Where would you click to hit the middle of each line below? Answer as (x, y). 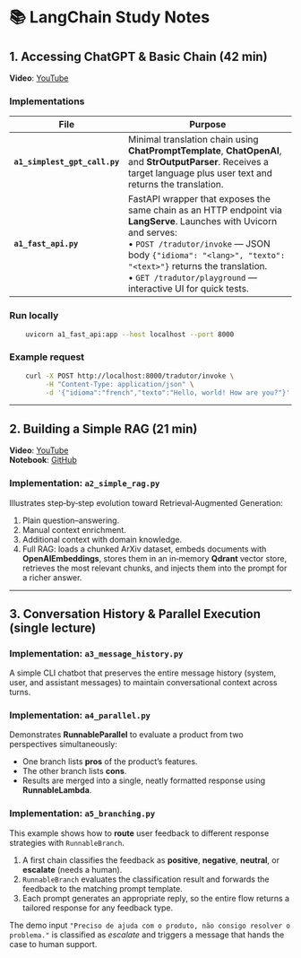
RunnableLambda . (57, 790)
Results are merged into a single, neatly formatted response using (144, 780)
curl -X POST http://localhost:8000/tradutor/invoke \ (130, 376)
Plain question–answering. (71, 520)
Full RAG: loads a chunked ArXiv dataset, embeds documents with (144, 549)
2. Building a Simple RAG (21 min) (103, 428)
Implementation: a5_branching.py (82, 814)
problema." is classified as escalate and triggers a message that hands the (147, 935)
